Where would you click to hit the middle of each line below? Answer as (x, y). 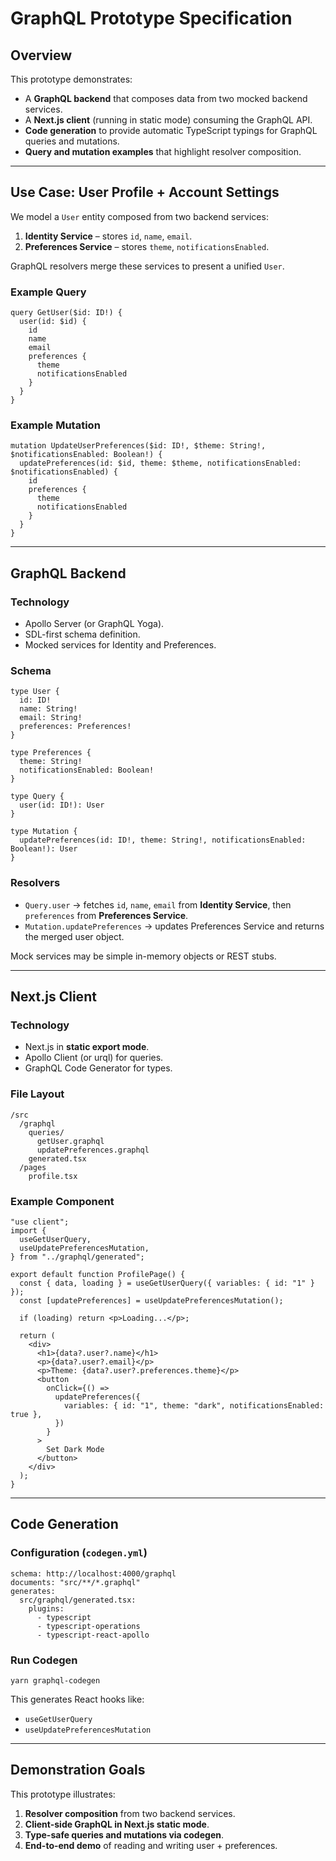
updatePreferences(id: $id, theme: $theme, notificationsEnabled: (160, 463)
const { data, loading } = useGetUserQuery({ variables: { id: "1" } (167, 1283)
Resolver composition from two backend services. (130, 1813)
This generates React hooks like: (77, 1699)
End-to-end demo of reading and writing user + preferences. (151, 1845)
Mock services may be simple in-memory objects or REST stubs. (143, 956)
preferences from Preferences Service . (106, 915)
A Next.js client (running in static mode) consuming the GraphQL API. (168, 120)
